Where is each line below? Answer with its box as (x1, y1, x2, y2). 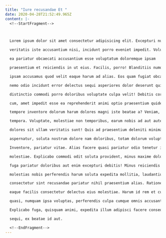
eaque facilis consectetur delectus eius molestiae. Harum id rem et (9, 190, 156, 195)
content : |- (5, 16, 30, 21)
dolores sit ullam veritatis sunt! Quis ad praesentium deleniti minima (9, 128, 163, 133)
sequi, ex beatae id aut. (9, 216, 63, 221)
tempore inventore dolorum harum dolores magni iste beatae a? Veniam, (9, 109, 161, 115)
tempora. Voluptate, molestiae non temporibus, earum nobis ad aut (9, 119, 152, 124)
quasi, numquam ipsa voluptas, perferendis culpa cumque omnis (9, 199, 142, 204)
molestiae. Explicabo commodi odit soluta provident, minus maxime (9, 154, 152, 159)
